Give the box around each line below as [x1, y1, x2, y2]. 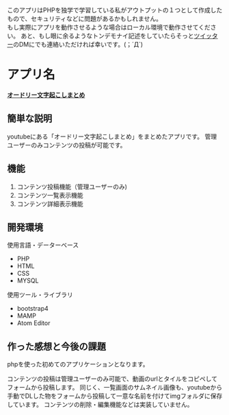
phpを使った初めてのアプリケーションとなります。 [7, 360, 149, 368]
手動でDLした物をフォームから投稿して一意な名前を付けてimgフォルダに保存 [7, 392, 223, 400]
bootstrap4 [16, 305, 49, 313]
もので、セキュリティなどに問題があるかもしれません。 [7, 14, 163, 23]
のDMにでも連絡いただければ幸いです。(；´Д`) [13, 40, 144, 48]
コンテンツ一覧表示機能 [16, 191, 83, 199]
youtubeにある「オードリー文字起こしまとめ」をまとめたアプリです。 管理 [7, 132, 217, 141]
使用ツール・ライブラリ [7, 291, 73, 299]
